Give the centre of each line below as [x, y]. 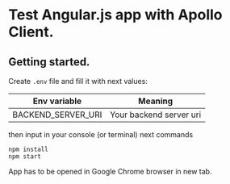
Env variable [57, 101]
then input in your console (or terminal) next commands [101, 134]
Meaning [156, 101]
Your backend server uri [156, 115]
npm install [28, 149]
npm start [25, 157]
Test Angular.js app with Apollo [115, 15]
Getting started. [49, 62]
